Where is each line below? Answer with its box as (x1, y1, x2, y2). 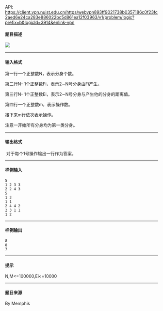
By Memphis (5, 300, 30, 307)
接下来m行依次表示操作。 (5, 112, 56, 118)
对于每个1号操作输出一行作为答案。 (6, 150, 76, 156)
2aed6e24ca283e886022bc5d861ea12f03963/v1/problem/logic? (5, 15, 135, 20)
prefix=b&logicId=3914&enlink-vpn (5, 19, 75, 25)
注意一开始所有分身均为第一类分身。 (5, 122, 78, 128)
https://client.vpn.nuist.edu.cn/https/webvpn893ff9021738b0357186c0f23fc (5, 9, 158, 15)
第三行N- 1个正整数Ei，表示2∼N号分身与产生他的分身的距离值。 (5, 92, 132, 97)
